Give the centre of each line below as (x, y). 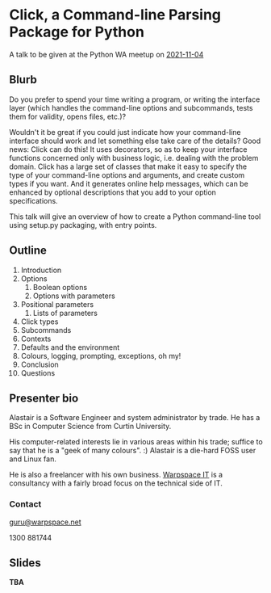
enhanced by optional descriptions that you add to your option (113, 192)
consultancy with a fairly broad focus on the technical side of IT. (116, 483)
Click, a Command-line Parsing (115, 15)
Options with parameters (74, 296)
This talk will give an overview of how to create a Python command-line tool (135, 217)
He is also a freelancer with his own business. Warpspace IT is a (116, 475)
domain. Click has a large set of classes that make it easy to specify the (128, 166)
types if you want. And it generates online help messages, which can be (129, 183)
